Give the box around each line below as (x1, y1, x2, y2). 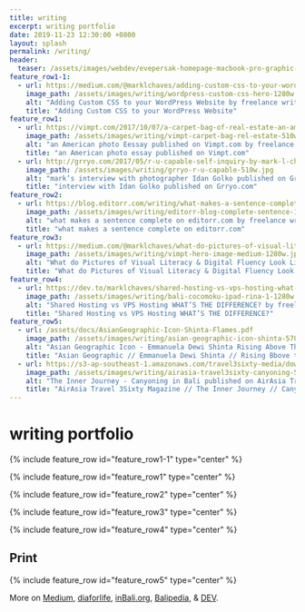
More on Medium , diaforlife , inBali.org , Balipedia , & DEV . (9, 592, 220, 603)
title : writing (9, 13, 67, 23)
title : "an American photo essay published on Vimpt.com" (25, 148, 250, 157)
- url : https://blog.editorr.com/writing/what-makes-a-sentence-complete (17, 199, 302, 209)
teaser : (17, 64, 47, 74)
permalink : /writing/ (9, 47, 92, 56)
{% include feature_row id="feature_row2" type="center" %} (9, 489, 238, 500)
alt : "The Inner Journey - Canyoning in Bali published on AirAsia (25, 376, 286, 386)
